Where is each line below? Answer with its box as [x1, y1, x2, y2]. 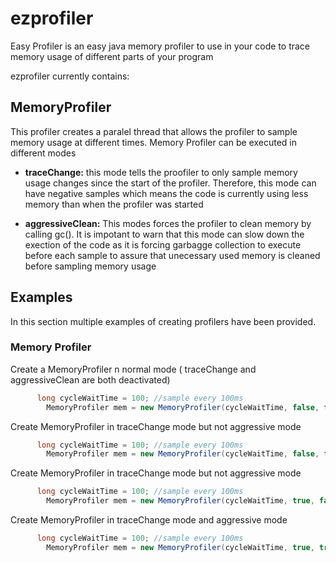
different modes [10, 147, 77, 159]
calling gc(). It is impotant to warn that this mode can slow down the [24, 228, 305, 240]
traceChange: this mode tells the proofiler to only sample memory [24, 166, 298, 178]
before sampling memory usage [24, 260, 157, 272]
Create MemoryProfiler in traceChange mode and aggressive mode [10, 514, 288, 526]
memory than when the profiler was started [24, 198, 204, 210]
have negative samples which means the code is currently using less [24, 187, 309, 199]
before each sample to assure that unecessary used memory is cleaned [24, 249, 321, 261]
